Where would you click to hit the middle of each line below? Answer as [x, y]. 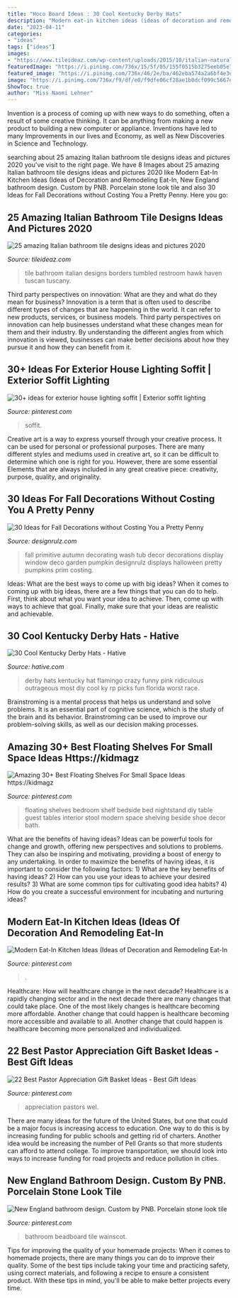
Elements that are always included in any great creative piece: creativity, [113, 469]
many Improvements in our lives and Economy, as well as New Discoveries [116, 136]
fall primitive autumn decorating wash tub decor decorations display [124, 555]
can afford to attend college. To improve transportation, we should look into [118, 1150]
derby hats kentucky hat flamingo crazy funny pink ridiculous [114, 681]
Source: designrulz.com [42, 541]
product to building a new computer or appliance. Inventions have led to [112, 129]
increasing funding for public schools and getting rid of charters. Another [114, 1135]
